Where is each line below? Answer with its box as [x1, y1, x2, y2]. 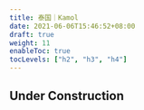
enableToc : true [9, 47, 71, 56]
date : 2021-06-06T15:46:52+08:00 [9, 22, 136, 31]
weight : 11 [9, 38, 51, 48]
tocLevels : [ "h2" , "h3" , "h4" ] [9, 55, 128, 64]
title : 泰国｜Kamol [9, 13, 79, 23]
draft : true [9, 30, 54, 39]
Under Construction [9, 88, 124, 104]
